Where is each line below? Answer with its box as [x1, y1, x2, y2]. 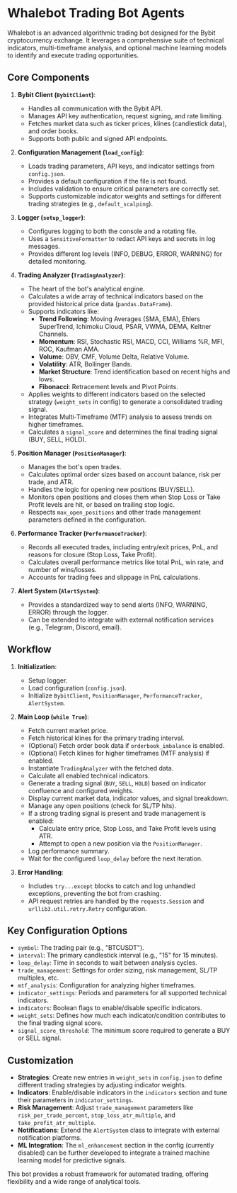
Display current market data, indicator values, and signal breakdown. [28, 794, 229, 802]
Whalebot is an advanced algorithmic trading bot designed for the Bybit [7, 28, 216, 37]
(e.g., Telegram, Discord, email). [28, 622, 122, 632]
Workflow [7, 644, 52, 656]
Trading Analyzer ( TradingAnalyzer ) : [17, 271, 126, 279]
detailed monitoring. [28, 257, 87, 265]
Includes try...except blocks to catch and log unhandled [28, 881, 196, 890]
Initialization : [17, 662, 57, 671]
